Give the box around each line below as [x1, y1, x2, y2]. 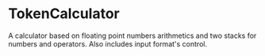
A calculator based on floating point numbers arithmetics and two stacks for [8, 31, 257, 40]
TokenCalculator [8, 5, 121, 23]
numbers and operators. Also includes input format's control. [8, 39, 208, 48]
